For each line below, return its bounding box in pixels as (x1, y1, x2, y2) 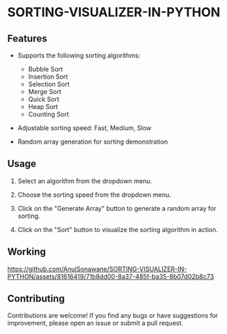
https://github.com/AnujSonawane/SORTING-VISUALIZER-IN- (7, 265, 187, 273)
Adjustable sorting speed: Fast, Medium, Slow (17, 124, 152, 132)
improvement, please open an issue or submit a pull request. (7, 319, 184, 328)
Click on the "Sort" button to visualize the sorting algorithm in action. (17, 225, 219, 234)
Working (7, 246, 46, 258)
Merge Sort (28, 88, 62, 96)
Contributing (7, 293, 65, 305)
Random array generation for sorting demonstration (17, 137, 168, 146)
